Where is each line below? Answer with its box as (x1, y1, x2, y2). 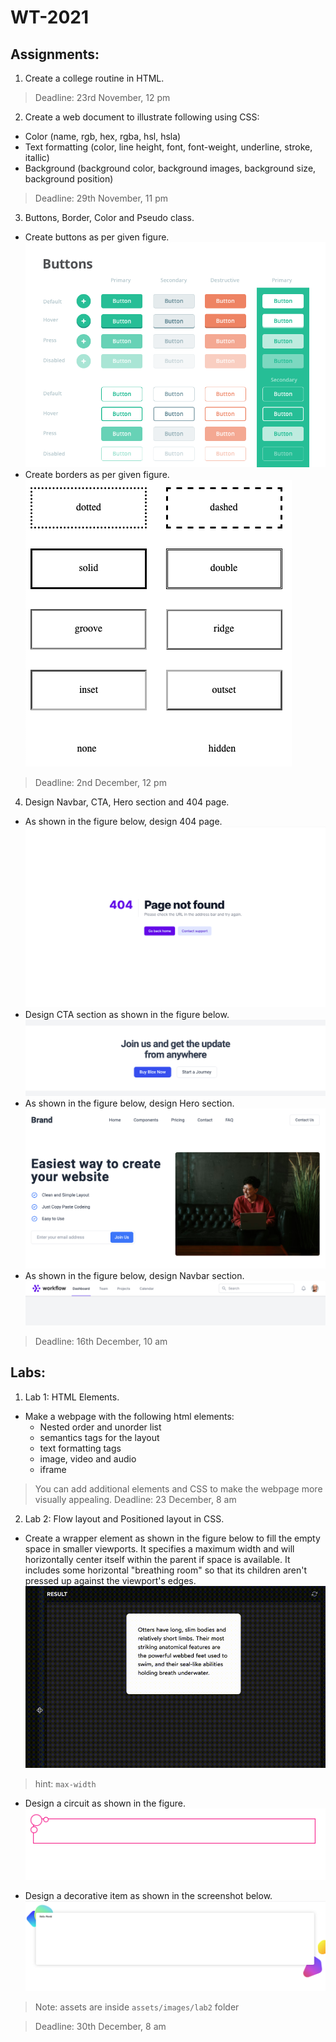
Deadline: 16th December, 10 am (34, 1335, 168, 1347)
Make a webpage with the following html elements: (24, 1410, 235, 1422)
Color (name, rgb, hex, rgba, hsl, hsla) (24, 131, 182, 142)
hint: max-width (34, 1777, 97, 1790)
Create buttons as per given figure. (24, 231, 170, 243)
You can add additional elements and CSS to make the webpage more (34, 1482, 323, 1495)
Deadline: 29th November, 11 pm (34, 192, 168, 204)
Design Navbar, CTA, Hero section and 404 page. (24, 796, 230, 808)
